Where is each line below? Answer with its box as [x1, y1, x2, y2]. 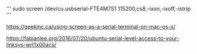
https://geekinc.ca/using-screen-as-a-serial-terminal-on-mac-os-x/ [6, 23, 176, 30]
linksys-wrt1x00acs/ [6, 41, 57, 48]
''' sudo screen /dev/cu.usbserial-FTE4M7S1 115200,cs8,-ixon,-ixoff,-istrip [6, 5, 191, 12]
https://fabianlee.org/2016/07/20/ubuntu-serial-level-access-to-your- [6, 35, 180, 41]
